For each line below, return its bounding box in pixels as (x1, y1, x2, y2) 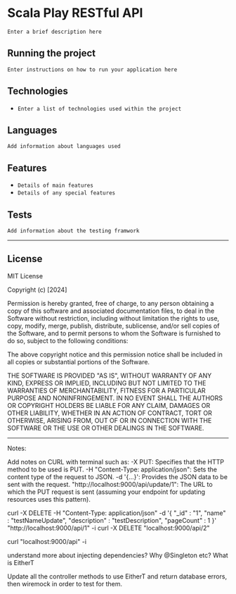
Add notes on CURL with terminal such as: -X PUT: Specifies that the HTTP (7, 457, 225, 466)
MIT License (7, 271, 44, 280)
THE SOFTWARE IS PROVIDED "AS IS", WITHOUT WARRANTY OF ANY (7, 371, 212, 380)
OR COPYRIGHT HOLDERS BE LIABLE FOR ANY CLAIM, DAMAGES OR (7, 401, 211, 409)
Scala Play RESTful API (7, 5, 143, 21)
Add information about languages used (7, 143, 121, 150)
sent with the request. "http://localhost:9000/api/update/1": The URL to (7, 480, 213, 488)
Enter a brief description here (7, 28, 102, 35)
